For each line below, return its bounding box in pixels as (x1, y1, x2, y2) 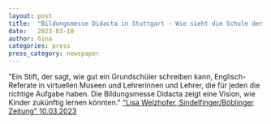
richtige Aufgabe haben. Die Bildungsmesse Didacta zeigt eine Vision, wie (8, 89, 256, 98)
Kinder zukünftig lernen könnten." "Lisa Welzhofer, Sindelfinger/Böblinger (8, 98, 254, 107)
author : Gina (8, 34, 53, 43)
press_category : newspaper (8, 49, 100, 58)
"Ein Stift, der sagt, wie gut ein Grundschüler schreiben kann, (8, 72, 213, 81)
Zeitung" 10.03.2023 (8, 106, 77, 116)
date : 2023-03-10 (8, 27, 75, 35)
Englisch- (213, 72, 247, 81)
